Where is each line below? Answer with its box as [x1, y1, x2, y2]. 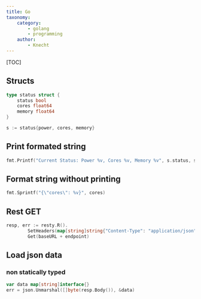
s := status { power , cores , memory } [6, 125, 95, 131]
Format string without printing [6, 174, 121, 185]
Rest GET [6, 206, 42, 216]
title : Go [6, 8, 31, 15]
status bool [17, 97, 47, 104]
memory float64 [17, 108, 55, 114]
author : [17, 37, 36, 43]
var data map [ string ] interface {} [6, 282, 90, 288]
